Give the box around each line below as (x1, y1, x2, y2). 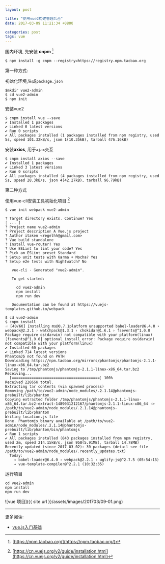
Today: (9, 453, 23, 458)
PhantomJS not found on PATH (5, 354, 65, 359)
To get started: (11, 276, 45, 281)
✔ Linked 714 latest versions (5, 350, 67, 355)
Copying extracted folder (5, 397, 58, 402)
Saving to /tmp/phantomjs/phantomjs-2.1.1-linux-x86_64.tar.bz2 (5, 367, 139, 372)
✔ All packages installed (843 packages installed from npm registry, (5, 436, 153, 441)
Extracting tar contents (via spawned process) (5, 384, 105, 389)
